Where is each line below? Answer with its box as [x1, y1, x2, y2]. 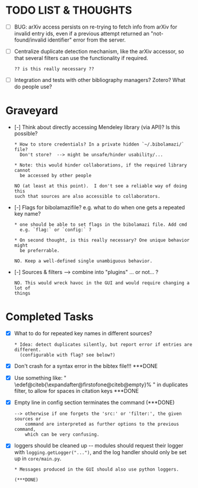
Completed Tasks [5, 310, 94, 324]
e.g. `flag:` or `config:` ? [20, 227, 92, 233]
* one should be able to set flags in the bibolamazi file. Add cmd [14, 222, 187, 228]
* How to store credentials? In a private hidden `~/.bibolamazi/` [14, 141, 184, 147]
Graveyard [5, 104, 59, 118]
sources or [14, 416, 41, 422]
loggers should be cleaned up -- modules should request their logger [14, 442, 184, 449]
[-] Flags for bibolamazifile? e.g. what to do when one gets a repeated [14, 204, 185, 211]
